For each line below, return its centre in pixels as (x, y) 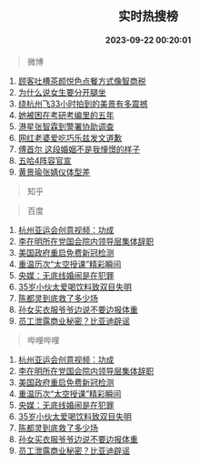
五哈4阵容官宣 (45, 160)
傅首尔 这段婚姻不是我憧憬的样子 (79, 149)
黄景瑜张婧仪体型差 (54, 172)
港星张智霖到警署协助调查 (66, 126)
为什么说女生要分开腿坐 (62, 92)
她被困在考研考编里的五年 (66, 115)
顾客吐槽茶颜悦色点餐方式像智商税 (82, 81)
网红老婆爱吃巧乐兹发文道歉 (70, 137)
